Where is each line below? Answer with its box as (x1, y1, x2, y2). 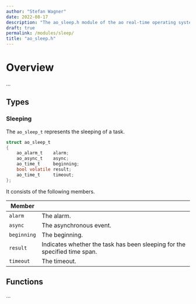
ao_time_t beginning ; (16, 161, 80, 167)
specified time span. (41, 247, 97, 255)
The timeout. (41, 257, 77, 265)
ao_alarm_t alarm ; (16, 150, 69, 156)
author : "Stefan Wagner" (6, 8, 66, 15)
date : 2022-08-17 (6, 14, 48, 20)
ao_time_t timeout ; (16, 172, 75, 178)
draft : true (6, 25, 35, 31)
